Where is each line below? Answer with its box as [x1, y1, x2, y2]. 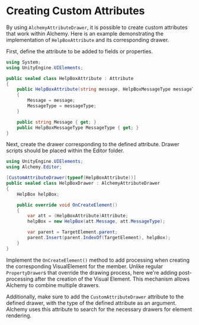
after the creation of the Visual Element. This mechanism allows [34, 275, 190, 282]
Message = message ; [27, 98, 76, 104]
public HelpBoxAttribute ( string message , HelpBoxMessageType [17, 86, 171, 92]
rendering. [6, 312, 31, 319]
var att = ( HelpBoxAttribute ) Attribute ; [27, 213, 129, 219]
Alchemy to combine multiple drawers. [6, 281, 101, 288]
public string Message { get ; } [17, 119, 97, 125]
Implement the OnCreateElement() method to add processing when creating [6, 256, 190, 263]
